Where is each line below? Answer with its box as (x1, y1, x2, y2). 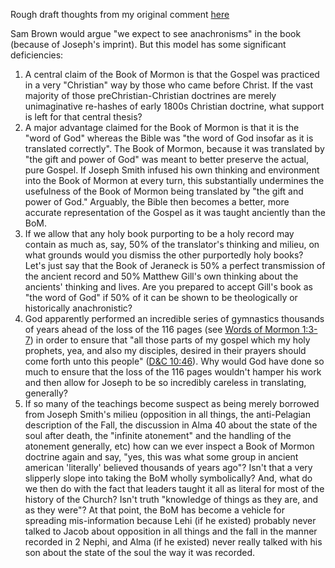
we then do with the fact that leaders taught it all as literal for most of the (24, 483, 325, 494)
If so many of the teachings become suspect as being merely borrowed (24, 398, 320, 409)
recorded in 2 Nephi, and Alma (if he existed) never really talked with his (24, 536, 323, 548)
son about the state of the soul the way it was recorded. (24, 547, 256, 558)
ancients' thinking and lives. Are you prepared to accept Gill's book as (24, 281, 313, 293)
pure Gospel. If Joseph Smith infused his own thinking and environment (24, 164, 320, 176)
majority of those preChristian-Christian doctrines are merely (24, 90, 277, 101)
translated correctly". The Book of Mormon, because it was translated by (24, 143, 325, 154)
